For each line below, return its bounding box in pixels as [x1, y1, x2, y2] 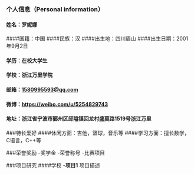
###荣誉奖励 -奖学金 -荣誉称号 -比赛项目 [6, 149, 105, 156]
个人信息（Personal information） [6, 5, 104, 13]
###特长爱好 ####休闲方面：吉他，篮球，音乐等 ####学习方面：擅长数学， [6, 129, 190, 136]
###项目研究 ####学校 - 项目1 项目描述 [6, 162, 100, 169]
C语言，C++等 [6, 136, 41, 143]
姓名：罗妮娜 [6, 21, 37, 28]
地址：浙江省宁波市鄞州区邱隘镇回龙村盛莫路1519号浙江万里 [6, 115, 152, 122]
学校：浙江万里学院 [6, 72, 53, 79]
